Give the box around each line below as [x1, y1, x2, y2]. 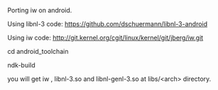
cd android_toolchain [7, 47, 69, 55]
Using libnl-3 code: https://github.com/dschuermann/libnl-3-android [7, 20, 208, 28]
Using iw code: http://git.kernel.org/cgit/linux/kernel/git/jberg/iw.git [7, 33, 204, 42]
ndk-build [7, 61, 36, 69]
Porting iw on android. [7, 6, 72, 14]
